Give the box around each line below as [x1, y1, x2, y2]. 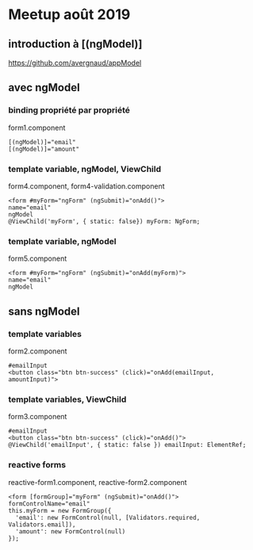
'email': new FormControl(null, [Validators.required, [15, 514, 201, 521]
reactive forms [8, 460, 66, 471]
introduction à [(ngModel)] [8, 37, 143, 51]
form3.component [8, 412, 67, 422]
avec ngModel [8, 81, 81, 94]
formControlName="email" [8, 499, 90, 508]
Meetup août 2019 [8, 6, 131, 24]
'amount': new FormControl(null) [15, 527, 126, 536]
